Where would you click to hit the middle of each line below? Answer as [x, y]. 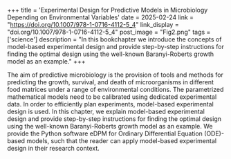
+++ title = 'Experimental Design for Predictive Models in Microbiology [108, 10]
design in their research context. [54, 148]
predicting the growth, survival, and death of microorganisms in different [111, 82]
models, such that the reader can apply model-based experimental [121, 141]
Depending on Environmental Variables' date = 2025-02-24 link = [101, 17]
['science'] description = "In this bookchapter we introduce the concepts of [114, 39]
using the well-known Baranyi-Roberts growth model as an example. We [110, 126]
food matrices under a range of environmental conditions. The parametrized [115, 90]
